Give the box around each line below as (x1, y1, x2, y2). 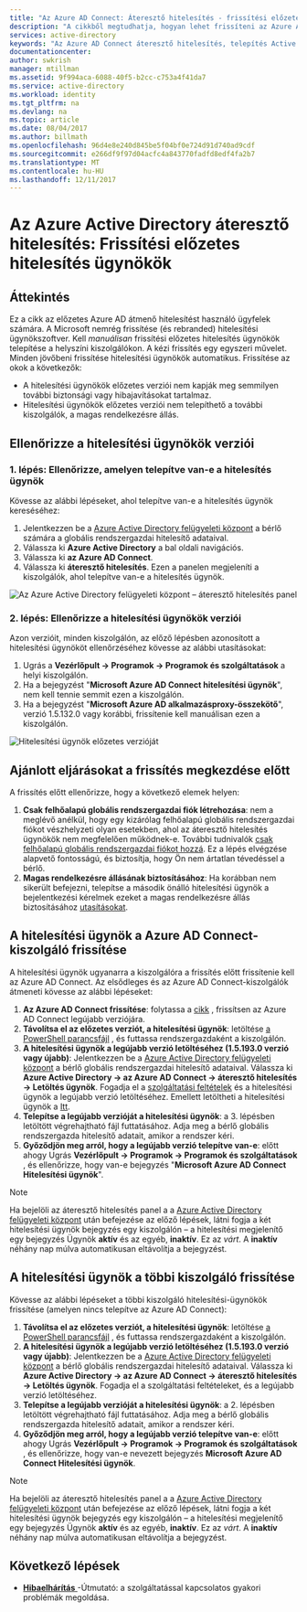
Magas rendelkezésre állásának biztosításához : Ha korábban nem (22, 872, 277, 883)
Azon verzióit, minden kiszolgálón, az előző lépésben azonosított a (9, 633, 260, 644)
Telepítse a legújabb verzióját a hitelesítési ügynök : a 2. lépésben (22, 1399, 276, 1410)
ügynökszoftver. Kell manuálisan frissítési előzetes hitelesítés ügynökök (9, 333, 281, 344)
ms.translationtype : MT (9, 157, 101, 167)
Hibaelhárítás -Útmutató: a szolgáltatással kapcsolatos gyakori (22, 1583, 261, 1594)
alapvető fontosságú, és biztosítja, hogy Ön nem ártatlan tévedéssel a (22, 853, 285, 864)
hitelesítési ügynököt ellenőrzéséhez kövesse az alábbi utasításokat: (9, 642, 267, 654)
